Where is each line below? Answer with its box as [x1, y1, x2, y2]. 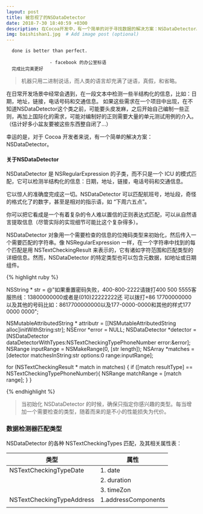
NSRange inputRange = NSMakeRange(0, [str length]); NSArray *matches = [6, 345, 195, 353]
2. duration [100, 475, 132, 484]
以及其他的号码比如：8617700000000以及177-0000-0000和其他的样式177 [6, 301, 192, 309]
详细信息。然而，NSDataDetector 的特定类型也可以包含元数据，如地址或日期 [6, 254, 196, 262]
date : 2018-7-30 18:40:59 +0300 [6, 20, 88, 26]
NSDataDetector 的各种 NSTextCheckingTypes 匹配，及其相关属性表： [6, 439, 182, 447]
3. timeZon [100, 486, 131, 494]
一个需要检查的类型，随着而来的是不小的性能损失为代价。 [26, 408, 170, 416]
